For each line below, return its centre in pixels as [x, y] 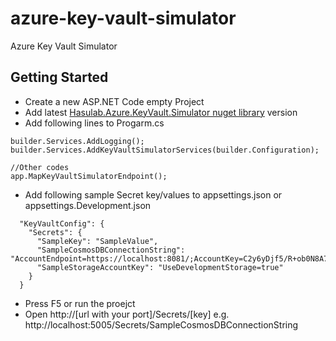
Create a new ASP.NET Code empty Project [114, 101]
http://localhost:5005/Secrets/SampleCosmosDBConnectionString [161, 324]
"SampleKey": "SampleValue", [97, 241]
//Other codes [40, 167]
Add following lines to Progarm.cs [94, 123]
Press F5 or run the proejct [80, 303]
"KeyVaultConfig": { [62, 223]
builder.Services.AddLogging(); [77, 141]
